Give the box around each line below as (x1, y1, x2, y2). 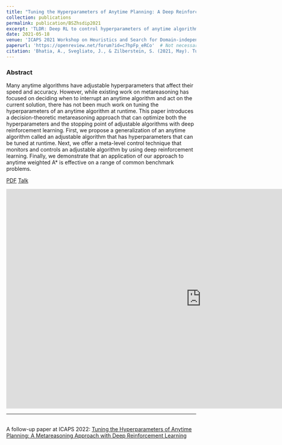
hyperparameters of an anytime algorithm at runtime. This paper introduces (6, 107, 194, 115)
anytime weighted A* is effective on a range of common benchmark (6, 159, 174, 166)
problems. (6, 165, 31, 173)
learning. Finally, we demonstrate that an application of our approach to (6, 152, 184, 160)
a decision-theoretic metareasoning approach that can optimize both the (6, 114, 187, 121)
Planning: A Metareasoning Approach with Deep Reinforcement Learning (6, 432, 187, 440)
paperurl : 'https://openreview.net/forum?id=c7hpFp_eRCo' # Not (6, 43, 174, 49)
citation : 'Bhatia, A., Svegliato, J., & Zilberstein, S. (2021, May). (6, 48, 190, 54)
